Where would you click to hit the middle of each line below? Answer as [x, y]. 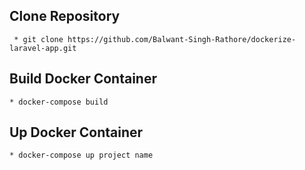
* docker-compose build [59, 102]
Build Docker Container [83, 79]
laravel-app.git [43, 48]
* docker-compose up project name [81, 155]
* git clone [38, 39]
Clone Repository [65, 16]
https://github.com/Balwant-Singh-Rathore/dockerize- [182, 39]
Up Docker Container [76, 132]
